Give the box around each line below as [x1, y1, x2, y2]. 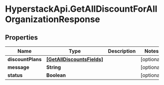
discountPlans [7, 56, 42, 63]
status [7, 72, 23, 79]
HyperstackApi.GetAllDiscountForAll [5, 3, 158, 15]
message [7, 64, 29, 70]
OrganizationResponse [5, 14, 101, 25]
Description [108, 48, 136, 54]
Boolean [46, 72, 66, 79]
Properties [5, 33, 38, 42]
